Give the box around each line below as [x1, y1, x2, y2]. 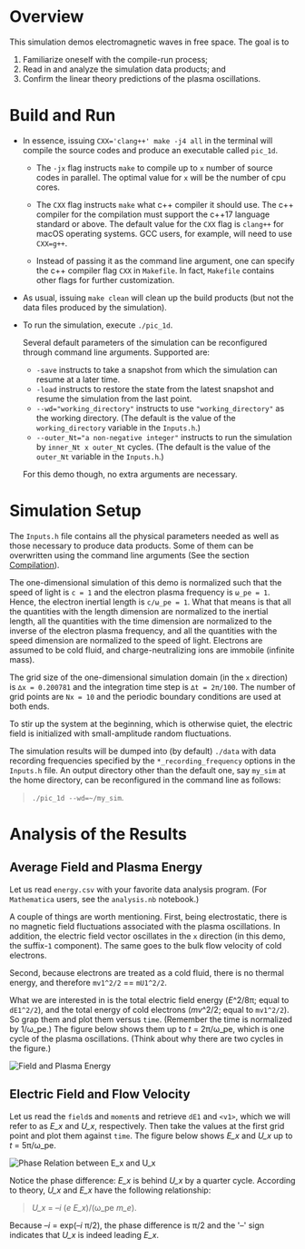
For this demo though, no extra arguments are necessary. [22, 468, 238, 479]
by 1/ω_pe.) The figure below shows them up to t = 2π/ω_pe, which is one [9, 1023, 285, 1034]
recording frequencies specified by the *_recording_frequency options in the [9, 755, 296, 766]
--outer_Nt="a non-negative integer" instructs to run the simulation [35, 431, 292, 442]
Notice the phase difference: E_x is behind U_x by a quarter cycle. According [9, 1175, 296, 1185]
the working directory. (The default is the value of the [35, 412, 236, 423]
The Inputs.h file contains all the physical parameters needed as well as [9, 530, 280, 541]
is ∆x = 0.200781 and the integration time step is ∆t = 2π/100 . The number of [9, 681, 296, 692]
